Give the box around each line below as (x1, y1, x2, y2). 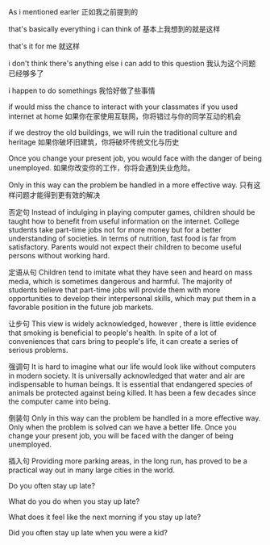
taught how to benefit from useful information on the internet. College (8, 216, 240, 226)
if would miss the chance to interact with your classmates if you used (8, 102, 239, 111)
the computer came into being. (8, 396, 111, 406)
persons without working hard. (8, 251, 110, 260)
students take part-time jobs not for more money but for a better (8, 225, 222, 234)
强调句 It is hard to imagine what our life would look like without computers (8, 362, 256, 371)
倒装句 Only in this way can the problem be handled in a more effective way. (8, 413, 261, 422)
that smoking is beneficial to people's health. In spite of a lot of (8, 328, 218, 337)
